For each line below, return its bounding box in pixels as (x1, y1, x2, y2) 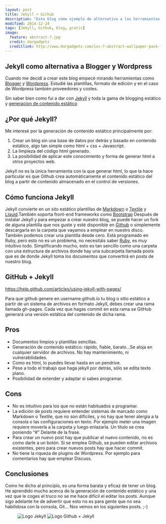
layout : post (5, 7, 32, 12)
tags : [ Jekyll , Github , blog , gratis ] (5, 26, 85, 31)
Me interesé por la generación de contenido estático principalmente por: (5, 128, 153, 134)
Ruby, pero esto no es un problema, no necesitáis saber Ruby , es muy (5, 238, 147, 243)
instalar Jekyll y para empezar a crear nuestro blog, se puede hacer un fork (5, 217, 159, 223)
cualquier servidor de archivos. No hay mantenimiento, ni (12, 349, 129, 355)
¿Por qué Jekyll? (5, 115, 58, 123)
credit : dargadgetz (9, 40, 50, 44)
